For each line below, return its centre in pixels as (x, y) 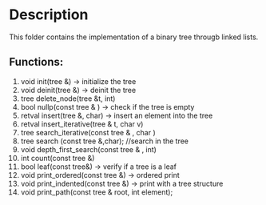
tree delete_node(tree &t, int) (68, 98)
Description (49, 15)
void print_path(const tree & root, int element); (97, 192)
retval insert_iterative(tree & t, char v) (82, 124)
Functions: (36, 62)
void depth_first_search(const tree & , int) (88, 149)
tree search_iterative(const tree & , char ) (88, 132)
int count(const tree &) (58, 158)
